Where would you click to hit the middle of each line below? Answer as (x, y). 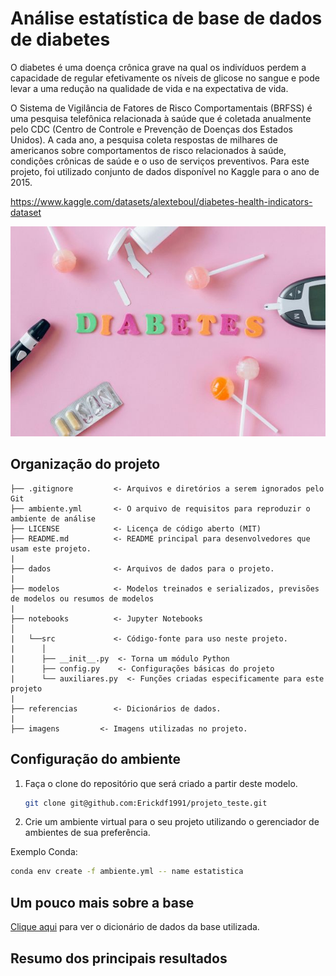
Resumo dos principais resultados (119, 958)
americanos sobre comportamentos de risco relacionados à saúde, (148, 150)
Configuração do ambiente (96, 759)
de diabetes (60, 39)
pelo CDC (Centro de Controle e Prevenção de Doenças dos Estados (151, 129)
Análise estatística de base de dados (166, 18)
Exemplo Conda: (44, 852)
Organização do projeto (85, 464)
